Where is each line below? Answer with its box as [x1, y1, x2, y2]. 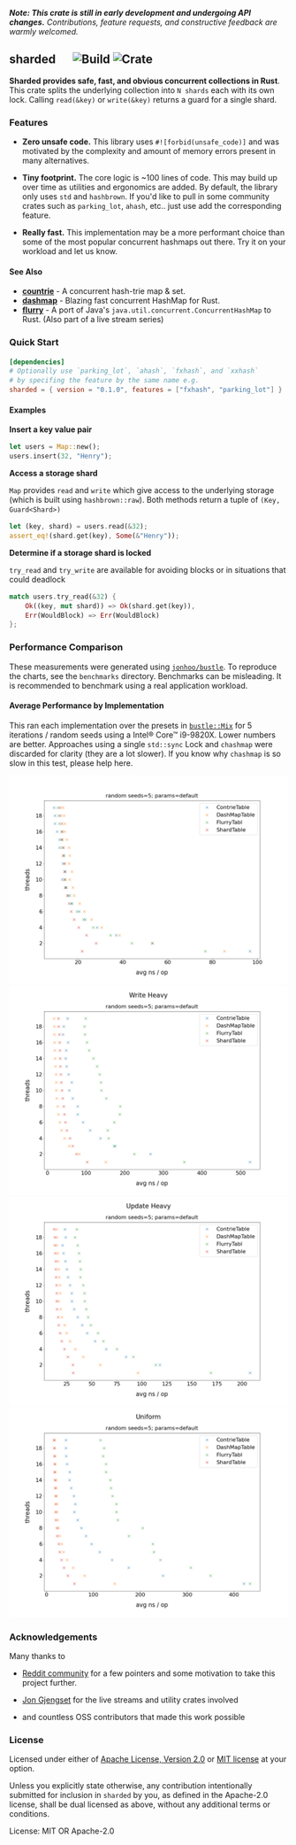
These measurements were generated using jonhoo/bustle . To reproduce [9, 661, 277, 672]
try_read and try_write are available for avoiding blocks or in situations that [9, 564, 286, 575]
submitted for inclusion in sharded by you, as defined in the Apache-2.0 [9, 1790, 269, 1801]
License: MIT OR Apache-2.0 [9, 1826, 115, 1836]
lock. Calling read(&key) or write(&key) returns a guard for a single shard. [9, 94, 277, 104]
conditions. [9, 1809, 50, 1819]
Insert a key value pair [9, 424, 93, 435]
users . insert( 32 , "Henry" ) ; [9, 452, 113, 461]
